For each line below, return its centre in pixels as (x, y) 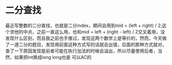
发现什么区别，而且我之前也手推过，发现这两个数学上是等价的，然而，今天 (84, 38)
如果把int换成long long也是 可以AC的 (53, 57)
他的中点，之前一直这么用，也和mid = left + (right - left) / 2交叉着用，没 (90, 31)
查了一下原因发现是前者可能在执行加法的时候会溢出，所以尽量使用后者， (81, 51)
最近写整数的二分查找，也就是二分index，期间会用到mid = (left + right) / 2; (84, 25)
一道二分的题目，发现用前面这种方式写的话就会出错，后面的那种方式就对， (88, 44)
